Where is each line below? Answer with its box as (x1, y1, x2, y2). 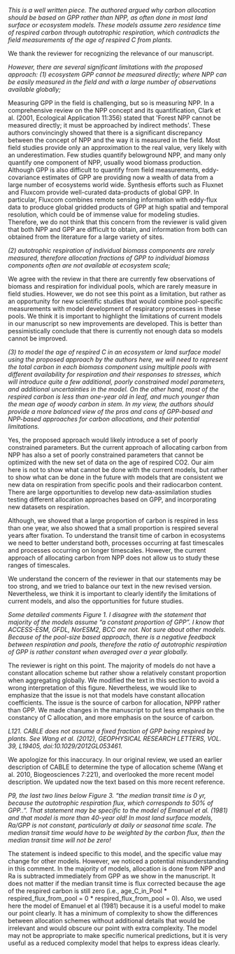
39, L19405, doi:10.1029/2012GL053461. (8, 742, 123, 750)
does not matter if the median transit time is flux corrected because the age (8, 879, 226, 887)
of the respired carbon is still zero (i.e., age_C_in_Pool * (8, 887, 167, 895)
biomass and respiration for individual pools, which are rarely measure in (8, 282, 218, 290)
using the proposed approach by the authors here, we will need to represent (8, 355, 228, 364)
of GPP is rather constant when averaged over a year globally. (8, 648, 188, 656)
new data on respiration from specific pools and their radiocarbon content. (8, 481, 223, 489)
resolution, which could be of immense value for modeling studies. (8, 210, 200, 219)
